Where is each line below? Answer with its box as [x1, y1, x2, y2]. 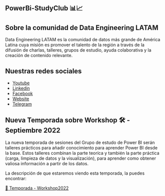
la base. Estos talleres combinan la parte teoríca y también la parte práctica [5, 150, 160, 156]
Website [12, 96, 30, 102]
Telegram [12, 101, 32, 107]
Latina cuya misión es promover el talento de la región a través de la [5, 42, 145, 48]
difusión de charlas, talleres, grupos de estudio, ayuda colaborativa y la [5, 47, 152, 53]
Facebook [12, 91, 33, 97]
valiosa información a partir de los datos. [5, 160, 88, 166]
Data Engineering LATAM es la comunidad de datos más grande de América [5, 37, 161, 43]
